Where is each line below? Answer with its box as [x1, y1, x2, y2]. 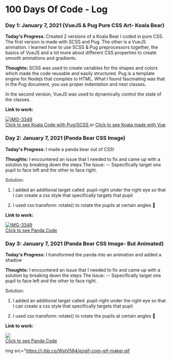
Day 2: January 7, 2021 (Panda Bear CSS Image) [5, 134, 126, 141]
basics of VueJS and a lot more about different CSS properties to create [5, 50, 157, 56]
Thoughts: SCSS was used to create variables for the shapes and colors [5, 65, 158, 71]
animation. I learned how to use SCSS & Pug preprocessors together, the [5, 44, 158, 51]
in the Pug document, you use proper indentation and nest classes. [5, 81, 146, 87]
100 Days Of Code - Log [5, 4, 108, 15]
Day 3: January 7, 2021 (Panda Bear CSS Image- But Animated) [5, 240, 164, 247]
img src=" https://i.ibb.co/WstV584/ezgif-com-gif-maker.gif [5, 348, 130, 354]
